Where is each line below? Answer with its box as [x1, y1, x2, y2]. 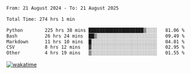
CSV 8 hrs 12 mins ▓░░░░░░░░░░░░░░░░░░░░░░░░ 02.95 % [6, 44, 185, 51]
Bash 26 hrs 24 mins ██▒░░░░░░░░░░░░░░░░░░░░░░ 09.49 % [6, 33, 185, 39]
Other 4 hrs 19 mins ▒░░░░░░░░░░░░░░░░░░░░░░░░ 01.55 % [6, 50, 185, 56]
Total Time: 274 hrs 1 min [6, 16, 75, 22]
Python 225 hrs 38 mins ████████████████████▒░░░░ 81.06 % [6, 27, 185, 33]
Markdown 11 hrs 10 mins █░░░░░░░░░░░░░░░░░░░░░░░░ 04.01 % [6, 39, 185, 45]
